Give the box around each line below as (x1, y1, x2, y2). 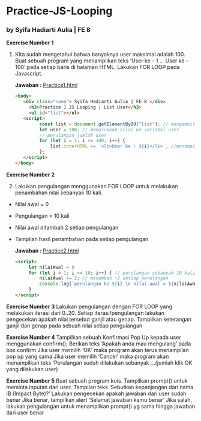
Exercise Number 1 (6, 39, 54, 46)
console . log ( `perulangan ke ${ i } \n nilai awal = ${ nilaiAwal (39, 281, 198, 287)
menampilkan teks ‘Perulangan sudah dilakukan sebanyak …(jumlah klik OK (6, 359, 193, 366)
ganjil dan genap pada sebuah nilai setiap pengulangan (6, 322, 143, 329)
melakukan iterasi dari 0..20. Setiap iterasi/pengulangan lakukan (6, 309, 165, 316)
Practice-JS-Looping (6, 4, 113, 18)
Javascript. (14, 70, 43, 77)
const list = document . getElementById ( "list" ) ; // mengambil (39, 121, 196, 127)
